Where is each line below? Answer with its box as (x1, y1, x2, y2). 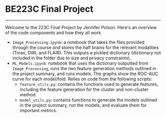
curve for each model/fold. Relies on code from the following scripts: (12, 76, 152, 82)
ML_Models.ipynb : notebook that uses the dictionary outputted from (12, 60, 149, 66)
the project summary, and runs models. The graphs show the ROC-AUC (12, 71, 158, 77)
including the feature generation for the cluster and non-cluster (19, 86, 149, 92)
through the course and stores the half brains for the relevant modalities (12, 44, 159, 50)
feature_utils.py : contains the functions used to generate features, (19, 81, 159, 87)
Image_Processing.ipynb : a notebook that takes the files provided (12, 39, 145, 45)
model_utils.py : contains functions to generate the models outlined (19, 97, 157, 103)
